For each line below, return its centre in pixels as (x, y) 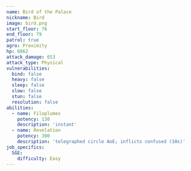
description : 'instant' (47, 125)
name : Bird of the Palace (39, 12)
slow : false (27, 91)
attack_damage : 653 (31, 57)
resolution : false (35, 102)
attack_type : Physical (35, 62)
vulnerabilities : (28, 68)
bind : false (27, 74)
